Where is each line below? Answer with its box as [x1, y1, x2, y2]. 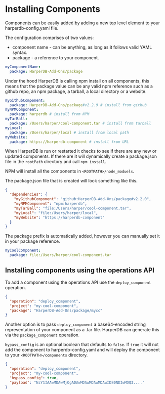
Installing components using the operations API [5, 266, 155, 275]
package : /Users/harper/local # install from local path [9, 130, 129, 135]
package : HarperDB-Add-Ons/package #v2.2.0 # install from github [9, 102, 147, 107]
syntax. [12, 49, 28, 55]
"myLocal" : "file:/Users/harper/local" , [14, 210, 98, 216]
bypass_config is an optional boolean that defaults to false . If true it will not [5, 342, 159, 348]
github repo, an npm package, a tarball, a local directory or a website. [5, 88, 147, 94]
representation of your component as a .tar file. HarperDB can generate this [5, 327, 160, 333]
